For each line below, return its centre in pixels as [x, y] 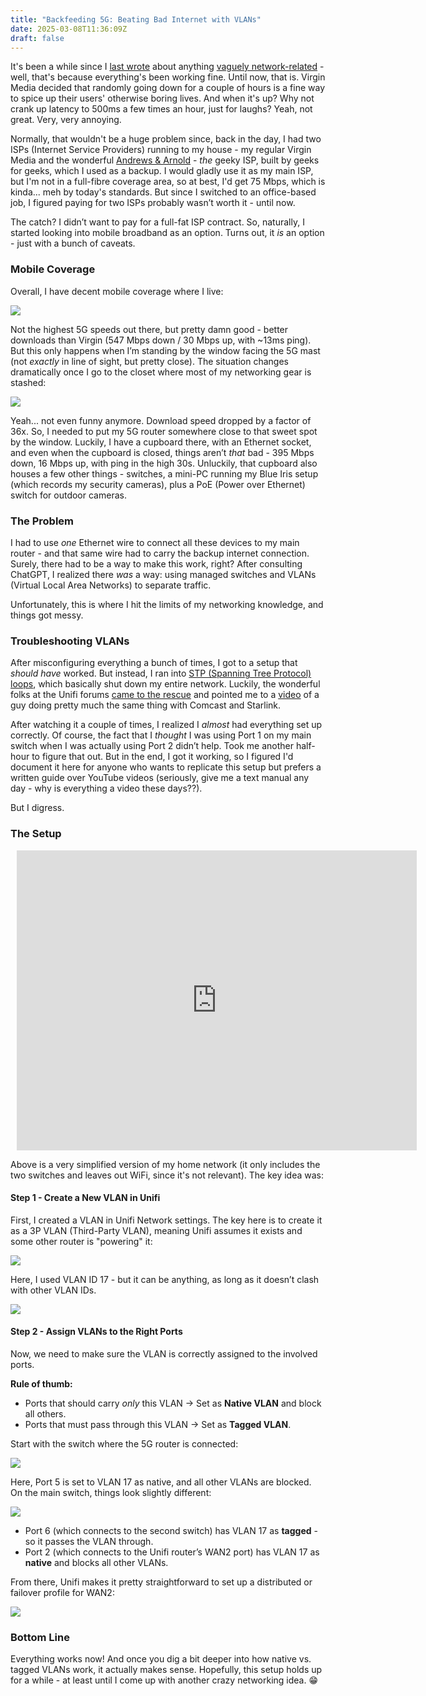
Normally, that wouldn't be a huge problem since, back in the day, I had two [166, 139]
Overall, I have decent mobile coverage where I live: [117, 291]
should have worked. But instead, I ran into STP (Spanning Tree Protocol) [161, 673]
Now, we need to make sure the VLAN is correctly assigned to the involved [164, 1353]
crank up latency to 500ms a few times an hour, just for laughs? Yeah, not [161, 109]
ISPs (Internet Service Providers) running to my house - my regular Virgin [161, 150]
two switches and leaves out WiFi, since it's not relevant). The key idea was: [167, 1175]
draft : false [37, 38]
